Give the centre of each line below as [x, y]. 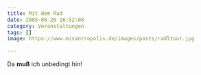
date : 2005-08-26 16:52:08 [46, 20]
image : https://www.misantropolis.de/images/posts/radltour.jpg [101, 39]
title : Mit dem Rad [35, 13]
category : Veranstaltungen [46, 26]
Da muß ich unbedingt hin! [45, 64]
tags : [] [20, 32]
